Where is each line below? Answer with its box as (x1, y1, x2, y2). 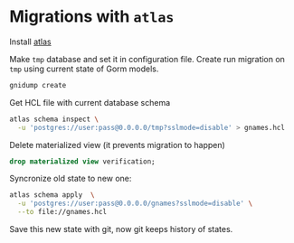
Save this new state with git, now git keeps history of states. (9, 224, 233, 235)
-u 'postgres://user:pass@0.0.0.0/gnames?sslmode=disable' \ (17, 199, 253, 209)
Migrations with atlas (9, 6, 175, 27)
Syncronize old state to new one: (9, 173, 132, 184)
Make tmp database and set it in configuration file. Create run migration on (9, 53, 285, 64)
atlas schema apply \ (9, 191, 95, 200)
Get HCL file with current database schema (9, 97, 171, 107)
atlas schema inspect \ (9, 115, 100, 124)
